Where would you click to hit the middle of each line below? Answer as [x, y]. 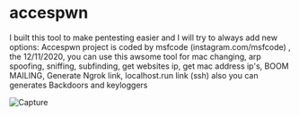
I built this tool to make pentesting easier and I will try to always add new [144, 37]
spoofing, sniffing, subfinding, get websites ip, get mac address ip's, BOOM [149, 66]
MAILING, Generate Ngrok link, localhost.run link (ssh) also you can [134, 75]
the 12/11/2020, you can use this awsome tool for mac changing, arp [136, 56]
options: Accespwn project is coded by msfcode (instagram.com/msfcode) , [150, 46]
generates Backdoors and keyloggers [79, 85]
